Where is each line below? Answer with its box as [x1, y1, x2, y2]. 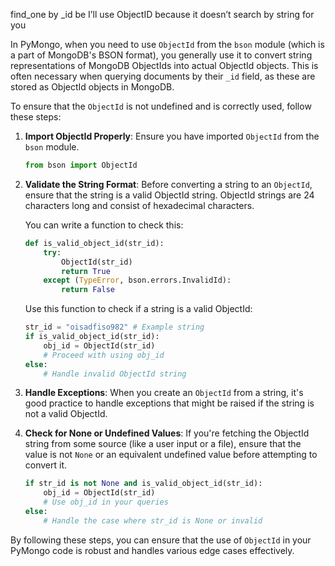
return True [61, 266, 111, 276]
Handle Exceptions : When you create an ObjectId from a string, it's [24, 387, 304, 399]
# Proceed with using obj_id [43, 350, 165, 360]
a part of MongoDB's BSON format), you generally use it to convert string [10, 49, 313, 61]
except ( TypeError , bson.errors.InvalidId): [43, 275, 232, 286]
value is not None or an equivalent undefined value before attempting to [24, 449, 318, 461]
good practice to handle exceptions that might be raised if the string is [24, 397, 315, 409]
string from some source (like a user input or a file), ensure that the [24, 438, 302, 450]
